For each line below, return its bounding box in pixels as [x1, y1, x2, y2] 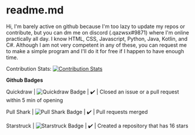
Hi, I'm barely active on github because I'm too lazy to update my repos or [6, 23, 185, 30]
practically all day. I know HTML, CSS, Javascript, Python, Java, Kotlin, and [6, 35, 188, 42]
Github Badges [6, 77, 43, 84]
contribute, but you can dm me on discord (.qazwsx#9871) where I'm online [6, 29, 190, 36]
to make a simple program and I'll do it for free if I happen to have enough [6, 47, 184, 54]
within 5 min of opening [6, 96, 63, 103]
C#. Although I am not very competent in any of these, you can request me [6, 41, 187, 49]
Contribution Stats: [6, 65, 52, 72]
